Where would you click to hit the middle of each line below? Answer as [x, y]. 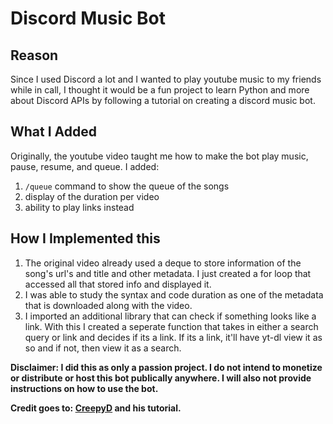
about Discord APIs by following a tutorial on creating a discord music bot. [163, 100]
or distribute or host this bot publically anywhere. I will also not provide [161, 378]
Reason [34, 55]
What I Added [54, 132]
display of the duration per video [92, 196]
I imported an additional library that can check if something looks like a [170, 316]
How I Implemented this [85, 238]
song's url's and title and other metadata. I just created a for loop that [168, 273]
